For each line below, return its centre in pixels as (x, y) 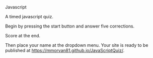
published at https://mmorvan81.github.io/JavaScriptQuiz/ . (65, 50)
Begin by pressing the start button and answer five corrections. (70, 26)
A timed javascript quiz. (29, 16)
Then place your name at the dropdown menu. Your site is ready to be (77, 45)
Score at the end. (23, 36)
